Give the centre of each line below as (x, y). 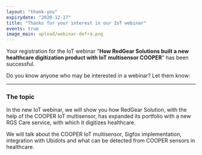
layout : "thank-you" (32, 12)
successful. (20, 64)
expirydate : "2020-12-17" (38, 17)
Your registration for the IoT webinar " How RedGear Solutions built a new (98, 51)
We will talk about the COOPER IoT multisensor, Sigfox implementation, (94, 134)
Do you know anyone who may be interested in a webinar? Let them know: (98, 76)
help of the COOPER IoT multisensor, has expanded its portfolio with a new (99, 116)
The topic (20, 97)
